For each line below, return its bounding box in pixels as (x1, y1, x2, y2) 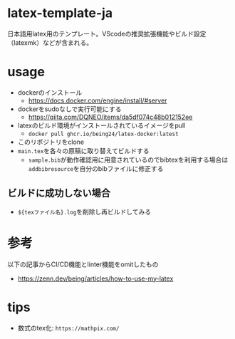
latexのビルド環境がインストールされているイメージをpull (17, 121, 186, 130)
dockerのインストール (17, 88, 83, 97)
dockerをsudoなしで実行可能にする (17, 105, 122, 113)
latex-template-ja (7, 5, 113, 21)
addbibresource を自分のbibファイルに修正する (28, 164, 164, 172)
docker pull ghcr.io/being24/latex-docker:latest (28, 130, 179, 137)
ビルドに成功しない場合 (7, 187, 110, 199)
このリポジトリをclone (17, 137, 85, 146)
